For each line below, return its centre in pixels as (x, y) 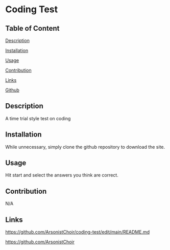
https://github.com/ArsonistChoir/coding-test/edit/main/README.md (78, 232)
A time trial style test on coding (38, 118)
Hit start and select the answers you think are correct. (62, 175)
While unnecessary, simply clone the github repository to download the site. (85, 147)
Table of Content (32, 28)
